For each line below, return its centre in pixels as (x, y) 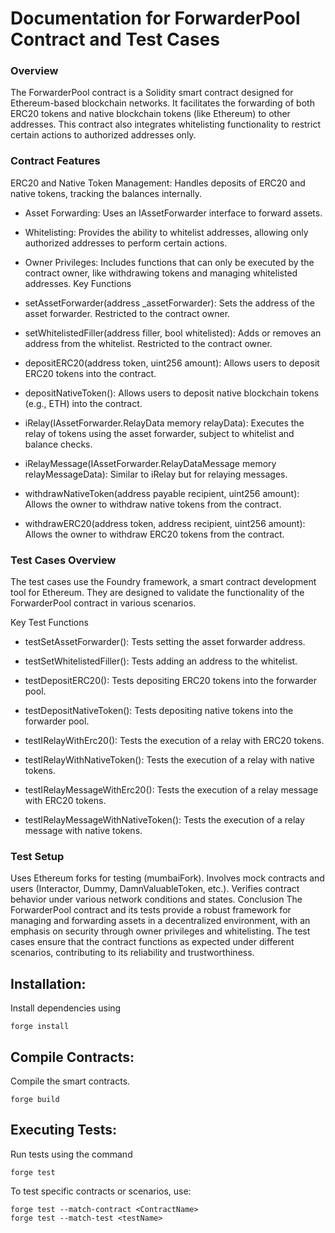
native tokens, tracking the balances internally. (106, 193)
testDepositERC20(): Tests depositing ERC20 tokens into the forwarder (170, 681)
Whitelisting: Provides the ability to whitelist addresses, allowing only (166, 232)
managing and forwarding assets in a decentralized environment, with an (160, 921)
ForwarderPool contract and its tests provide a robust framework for (151, 910)
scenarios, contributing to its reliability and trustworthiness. (132, 953)
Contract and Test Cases (115, 39)
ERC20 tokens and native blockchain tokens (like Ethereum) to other (150, 114)
